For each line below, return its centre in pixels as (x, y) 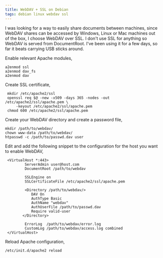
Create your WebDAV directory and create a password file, (64, 119)
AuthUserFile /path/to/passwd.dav (66, 207)
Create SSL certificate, (28, 84)
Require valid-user (51, 211)
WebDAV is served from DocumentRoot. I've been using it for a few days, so (81, 43)
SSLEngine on (38, 177)
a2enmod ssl (17, 67)
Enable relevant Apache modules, (39, 58)
